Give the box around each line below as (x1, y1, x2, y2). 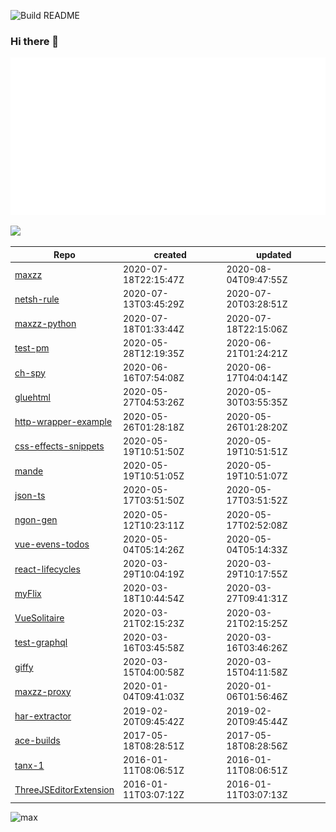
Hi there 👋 (10, 34, 60, 48)
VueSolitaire (14, 612, 65, 624)
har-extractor (14, 710, 72, 722)
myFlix (14, 587, 42, 599)
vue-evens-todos (14, 538, 90, 550)
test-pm (14, 342, 50, 354)
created (153, 248, 187, 260)
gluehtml (14, 391, 51, 403)
